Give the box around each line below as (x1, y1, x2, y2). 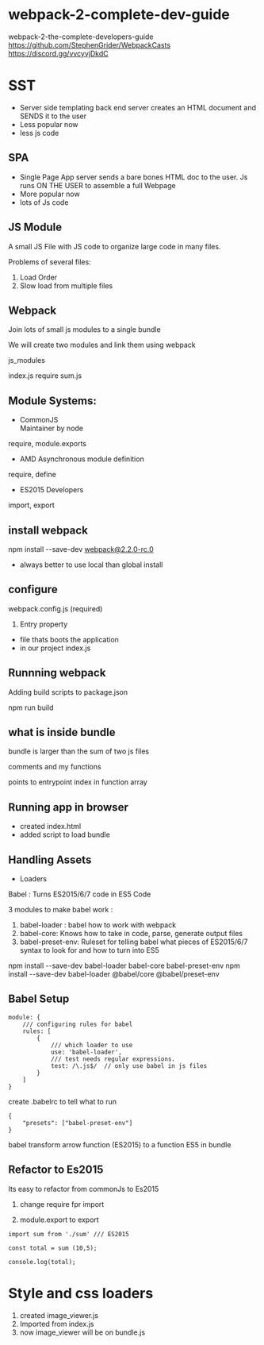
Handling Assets (8, 853, 92, 866)
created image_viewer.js (19, 1310, 99, 1320)
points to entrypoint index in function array (8, 777, 148, 787)
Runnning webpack (8, 666, 106, 680)
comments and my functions (8, 762, 101, 772)
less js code (19, 128, 59, 137)
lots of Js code (19, 197, 69, 207)
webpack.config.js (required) (8, 603, 103, 613)
